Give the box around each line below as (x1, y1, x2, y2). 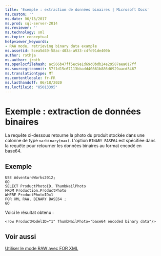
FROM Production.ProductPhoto (5, 188, 67, 193)
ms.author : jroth (5, 57, 40, 62)
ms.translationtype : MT (5, 71, 54, 76)
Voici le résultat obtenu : (5, 209, 54, 216)
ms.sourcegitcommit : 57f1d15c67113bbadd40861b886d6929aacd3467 (5, 67, 137, 72)
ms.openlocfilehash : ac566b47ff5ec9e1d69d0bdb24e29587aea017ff (5, 62, 137, 67)
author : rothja (5, 52, 36, 58)
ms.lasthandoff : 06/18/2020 (5, 80, 62, 85)
